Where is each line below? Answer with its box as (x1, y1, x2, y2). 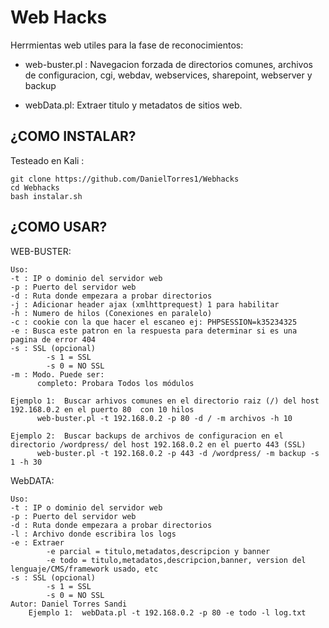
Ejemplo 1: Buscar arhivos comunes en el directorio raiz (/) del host (10, 396, 320, 406)
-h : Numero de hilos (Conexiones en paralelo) (10, 308, 213, 318)
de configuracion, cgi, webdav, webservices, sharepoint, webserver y (24, 69, 313, 81)
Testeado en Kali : (10, 154, 85, 166)
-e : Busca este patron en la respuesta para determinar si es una (10, 326, 298, 336)
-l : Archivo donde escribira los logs (10, 529, 177, 539)
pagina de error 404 (10, 334, 97, 345)
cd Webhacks (10, 182, 60, 193)
